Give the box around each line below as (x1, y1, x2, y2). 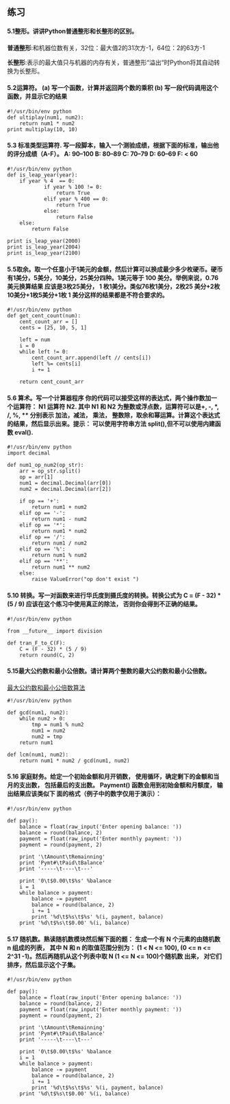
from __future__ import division (7, 628, 103, 634)
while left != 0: (19, 349, 69, 356)
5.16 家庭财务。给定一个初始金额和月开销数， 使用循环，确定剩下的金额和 (7, 772, 214, 781)
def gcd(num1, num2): (7, 709, 69, 716)
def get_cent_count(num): (7, 312, 81, 319)
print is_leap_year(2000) (7, 238, 81, 244)
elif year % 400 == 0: (43, 196, 109, 203)
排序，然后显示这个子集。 (7, 961, 79, 969)
